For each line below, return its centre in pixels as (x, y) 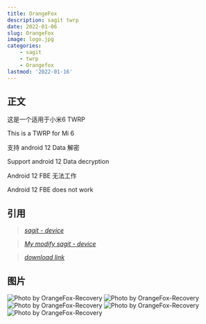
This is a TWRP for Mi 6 (41, 133)
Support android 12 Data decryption (58, 162)
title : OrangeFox (32, 14)
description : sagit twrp (43, 20)
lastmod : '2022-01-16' (40, 71)
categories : (24, 46)
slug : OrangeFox (31, 33)
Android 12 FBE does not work (50, 190)
